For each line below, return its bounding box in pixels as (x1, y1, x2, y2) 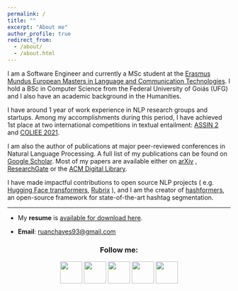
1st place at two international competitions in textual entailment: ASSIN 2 (7, 120, 219, 129)
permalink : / (7, 10, 46, 18)
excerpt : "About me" (7, 23, 69, 30)
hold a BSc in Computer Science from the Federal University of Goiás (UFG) (7, 84, 229, 93)
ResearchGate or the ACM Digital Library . (7, 164, 127, 173)
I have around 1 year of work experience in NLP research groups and (7, 105, 208, 114)
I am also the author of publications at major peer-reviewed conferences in (7, 142, 225, 150)
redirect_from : (7, 37, 52, 44)
